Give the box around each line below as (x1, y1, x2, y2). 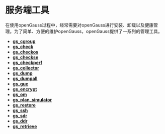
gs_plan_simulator (12, 96, 52, 102)
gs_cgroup (12, 38, 36, 44)
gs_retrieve (12, 123, 37, 129)
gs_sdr (12, 112, 28, 118)
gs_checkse (12, 54, 39, 60)
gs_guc (12, 80, 29, 86)
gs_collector (12, 64, 39, 70)
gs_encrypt (12, 86, 37, 92)
